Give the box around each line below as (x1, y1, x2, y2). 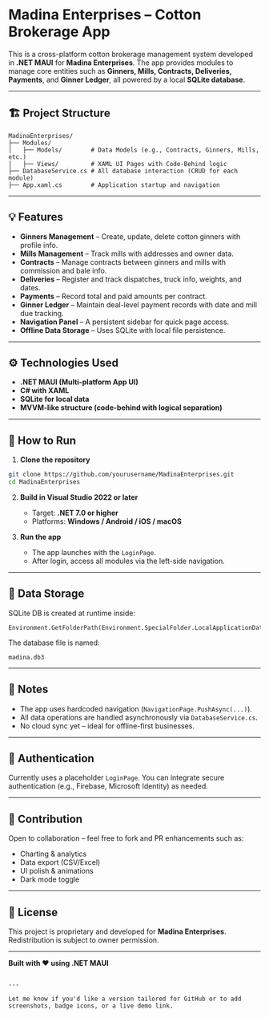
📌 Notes (8, 683, 49, 696)
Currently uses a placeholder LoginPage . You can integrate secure (8, 773, 225, 783)
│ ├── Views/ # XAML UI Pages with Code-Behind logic (8, 160, 227, 168)
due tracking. (19, 308, 64, 318)
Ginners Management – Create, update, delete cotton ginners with (19, 231, 241, 241)
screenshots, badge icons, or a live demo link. (8, 1002, 174, 1010)
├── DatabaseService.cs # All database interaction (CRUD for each (8, 167, 239, 175)
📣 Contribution (8, 812, 82, 825)
